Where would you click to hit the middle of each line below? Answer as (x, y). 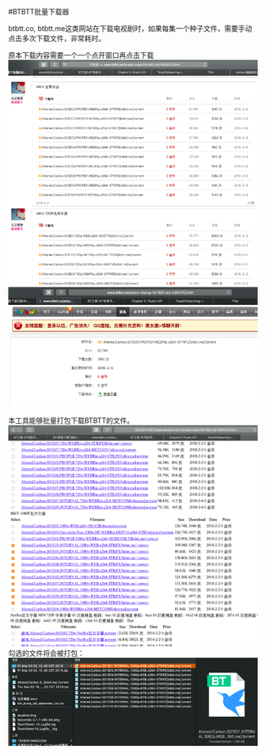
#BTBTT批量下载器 (39, 11)
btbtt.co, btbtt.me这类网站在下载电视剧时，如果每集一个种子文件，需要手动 (130, 29)
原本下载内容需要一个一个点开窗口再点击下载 (81, 55)
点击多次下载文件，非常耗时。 (57, 38)
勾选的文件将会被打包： (46, 653)
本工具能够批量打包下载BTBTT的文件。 (71, 420)
